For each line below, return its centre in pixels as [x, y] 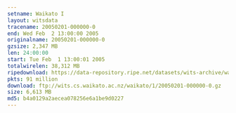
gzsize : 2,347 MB [33, 46]
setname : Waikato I [36, 14]
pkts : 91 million [33, 79]
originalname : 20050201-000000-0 [56, 40]
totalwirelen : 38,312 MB [44, 66]
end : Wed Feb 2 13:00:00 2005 [53, 33]
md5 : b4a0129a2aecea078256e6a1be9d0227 [66, 99]
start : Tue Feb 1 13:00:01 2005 [56, 60]
